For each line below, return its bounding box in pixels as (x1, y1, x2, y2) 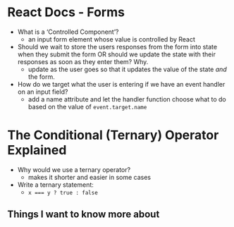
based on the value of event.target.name (27, 102, 147, 111)
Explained (7, 142, 67, 159)
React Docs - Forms (7, 4, 125, 20)
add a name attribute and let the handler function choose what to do (27, 94, 227, 103)
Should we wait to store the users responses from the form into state (17, 42, 217, 51)
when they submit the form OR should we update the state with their (17, 50, 216, 59)
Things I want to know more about (7, 209, 160, 221)
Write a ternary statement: (17, 180, 94, 189)
